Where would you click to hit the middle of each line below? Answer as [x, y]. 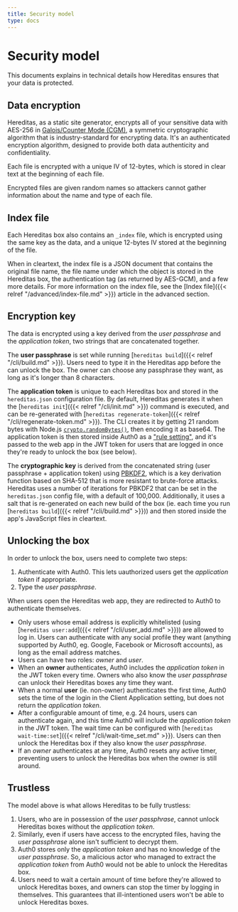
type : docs [23, 21]
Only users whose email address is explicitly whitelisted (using [109, 622]
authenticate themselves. [44, 608]
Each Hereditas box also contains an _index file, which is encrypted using [115, 235]
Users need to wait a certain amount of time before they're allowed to [119, 879]
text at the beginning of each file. [56, 174]
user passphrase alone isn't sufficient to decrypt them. [98, 842]
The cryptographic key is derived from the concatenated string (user [109, 465]
